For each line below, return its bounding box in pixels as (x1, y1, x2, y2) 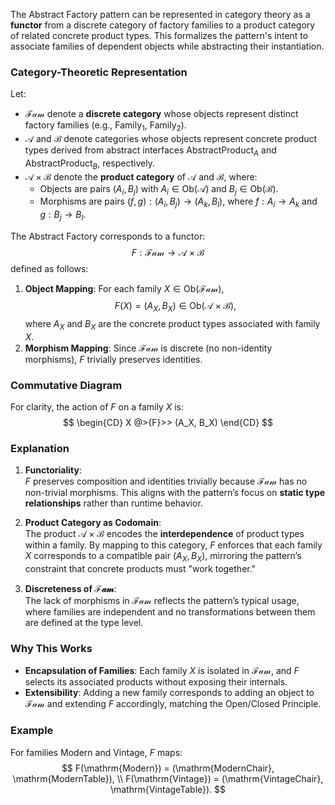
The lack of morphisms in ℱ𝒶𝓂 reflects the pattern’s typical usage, (24, 595, 300, 607)
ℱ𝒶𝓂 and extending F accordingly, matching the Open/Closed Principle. (24, 698, 322, 710)
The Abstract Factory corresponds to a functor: (10, 230, 206, 243)
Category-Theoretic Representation (10, 65, 188, 79)
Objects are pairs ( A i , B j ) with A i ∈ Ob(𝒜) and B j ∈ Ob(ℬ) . (39, 182, 279, 197)
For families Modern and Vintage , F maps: (10, 746, 183, 758)
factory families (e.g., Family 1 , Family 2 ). (24, 119, 187, 134)
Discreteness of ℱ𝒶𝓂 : (24, 583, 117, 595)
